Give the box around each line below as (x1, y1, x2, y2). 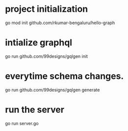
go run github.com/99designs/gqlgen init (5, 53, 88, 59)
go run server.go (5, 120, 39, 126)
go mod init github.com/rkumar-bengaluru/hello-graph (5, 20, 115, 26)
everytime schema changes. (5, 70, 124, 82)
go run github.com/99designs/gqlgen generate (5, 87, 100, 93)
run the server (5, 104, 65, 115)
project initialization (5, 3, 88, 15)
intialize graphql (5, 37, 73, 48)
